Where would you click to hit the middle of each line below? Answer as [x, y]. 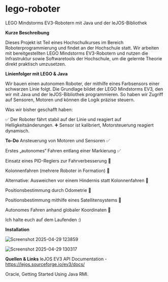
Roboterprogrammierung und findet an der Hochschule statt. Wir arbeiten [82, 48]
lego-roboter [33, 9]
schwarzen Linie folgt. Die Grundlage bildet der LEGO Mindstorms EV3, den [84, 89]
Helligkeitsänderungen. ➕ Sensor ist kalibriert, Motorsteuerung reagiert [79, 125]
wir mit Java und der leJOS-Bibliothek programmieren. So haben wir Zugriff [84, 94]
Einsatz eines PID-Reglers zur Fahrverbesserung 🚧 [58, 160]
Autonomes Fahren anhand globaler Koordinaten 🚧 [58, 210]
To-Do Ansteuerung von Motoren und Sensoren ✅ [58, 140]
